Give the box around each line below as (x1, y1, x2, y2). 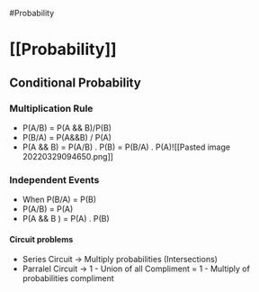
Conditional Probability (9, 75, 141, 90)
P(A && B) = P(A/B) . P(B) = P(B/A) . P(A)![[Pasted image (22, 141, 231, 152)
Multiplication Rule (9, 102, 94, 114)
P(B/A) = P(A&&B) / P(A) (22, 132, 112, 142)
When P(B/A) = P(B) (22, 194, 97, 205)
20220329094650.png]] (22, 151, 114, 161)
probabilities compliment (22, 273, 114, 284)
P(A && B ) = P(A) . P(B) (22, 214, 110, 224)
